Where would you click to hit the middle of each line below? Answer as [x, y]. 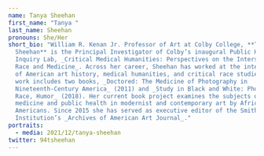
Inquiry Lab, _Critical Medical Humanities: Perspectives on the [125, 60]
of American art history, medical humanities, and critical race [125, 74]
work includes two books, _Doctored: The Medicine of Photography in [131, 81]
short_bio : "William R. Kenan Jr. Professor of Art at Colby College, [126, 45]
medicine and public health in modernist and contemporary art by [126, 103]
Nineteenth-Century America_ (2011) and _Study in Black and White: [130, 89]
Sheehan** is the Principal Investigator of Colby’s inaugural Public [133, 52]
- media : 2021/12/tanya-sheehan [68, 132]
